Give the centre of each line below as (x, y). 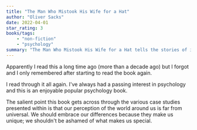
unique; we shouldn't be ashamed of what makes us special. (79, 121)
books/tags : (21, 34)
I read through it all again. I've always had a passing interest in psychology (96, 84)
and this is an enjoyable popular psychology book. (67, 90)
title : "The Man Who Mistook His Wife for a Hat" (68, 11)
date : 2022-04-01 (27, 22)
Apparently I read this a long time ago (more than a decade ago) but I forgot (98, 66)
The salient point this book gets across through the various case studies (93, 102)
